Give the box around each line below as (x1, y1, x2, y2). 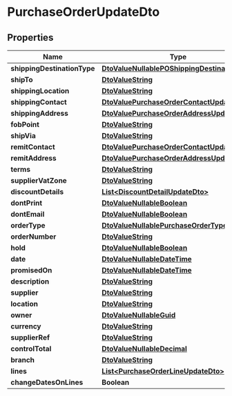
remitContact (10, 142, 55, 152)
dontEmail (10, 210, 45, 219)
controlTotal (10, 344, 52, 353)
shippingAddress (10, 108, 69, 118)
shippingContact (10, 97, 67, 107)
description (10, 277, 50, 286)
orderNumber (10, 232, 57, 241)
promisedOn (10, 266, 52, 275)
